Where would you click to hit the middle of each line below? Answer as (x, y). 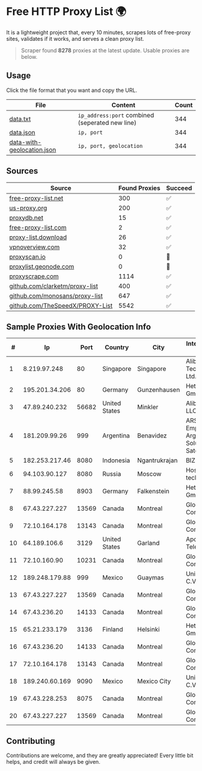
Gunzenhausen (159, 390)
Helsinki (149, 630)
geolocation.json (33, 150)
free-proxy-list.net (36, 198)
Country (117, 347)
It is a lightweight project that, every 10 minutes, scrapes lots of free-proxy (99, 32)
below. (29, 56)
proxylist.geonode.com (42, 266)
